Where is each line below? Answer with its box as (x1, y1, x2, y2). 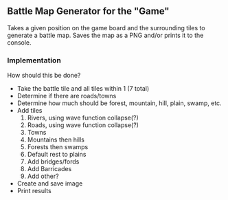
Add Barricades (27, 165, 72, 173)
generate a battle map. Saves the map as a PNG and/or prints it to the (7, 31, 204, 39)
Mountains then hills (27, 135, 84, 144)
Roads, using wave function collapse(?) (27, 121, 139, 129)
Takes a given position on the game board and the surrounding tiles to (7, 23, 205, 32)
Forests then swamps (27, 143, 89, 151)
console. (7, 38, 32, 47)
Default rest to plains (27, 151, 87, 159)
